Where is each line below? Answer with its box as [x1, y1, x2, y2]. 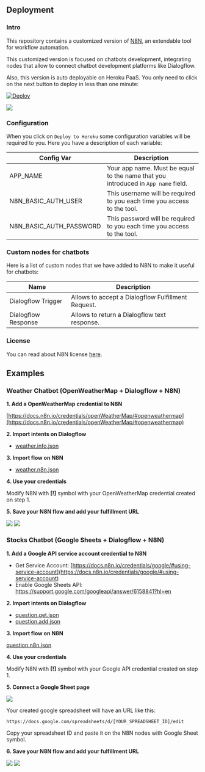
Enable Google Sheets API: [15, 581, 83, 588]
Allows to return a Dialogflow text [71, 311, 166, 319]
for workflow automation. [6, 43, 70, 51]
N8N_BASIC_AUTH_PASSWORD [9, 222, 101, 230]
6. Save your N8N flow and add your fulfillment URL [6, 748, 139, 755]
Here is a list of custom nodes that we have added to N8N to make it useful [6, 262, 195, 269]
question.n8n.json [6, 641, 52, 649]
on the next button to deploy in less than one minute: [6, 80, 139, 87]
